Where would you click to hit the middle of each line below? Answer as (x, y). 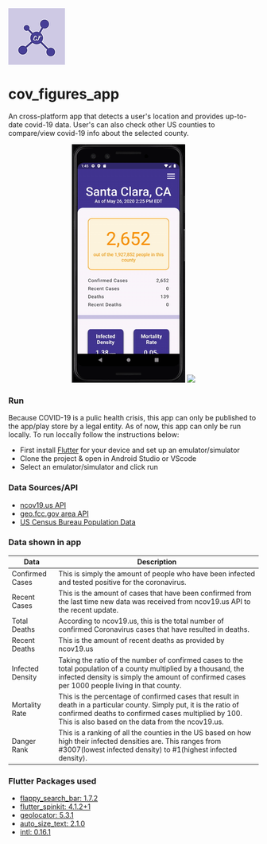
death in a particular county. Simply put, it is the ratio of (149, 705)
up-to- (236, 116)
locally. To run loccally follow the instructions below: (94, 435)
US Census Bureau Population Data (78, 522)
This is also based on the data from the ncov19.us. (141, 722)
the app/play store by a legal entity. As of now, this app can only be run (124, 426)
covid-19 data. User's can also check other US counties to (120, 124)
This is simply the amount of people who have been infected (157, 573)
